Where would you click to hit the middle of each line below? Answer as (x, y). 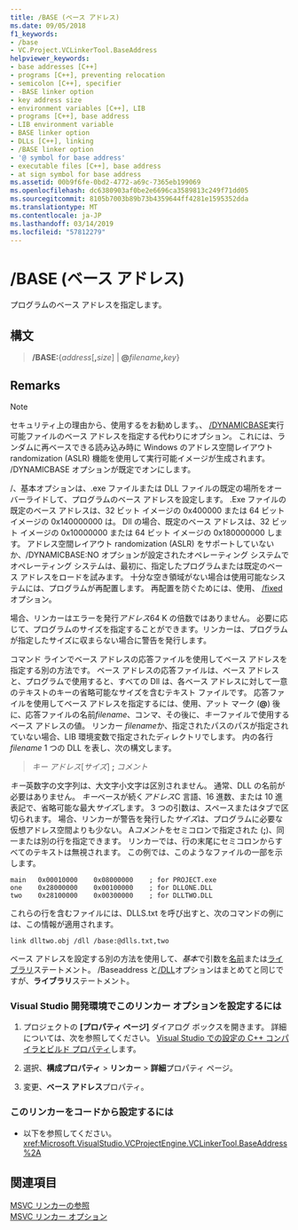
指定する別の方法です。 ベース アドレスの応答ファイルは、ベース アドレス (145, 670)
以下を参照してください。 (69, 1133)
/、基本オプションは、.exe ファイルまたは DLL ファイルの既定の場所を (138, 488)
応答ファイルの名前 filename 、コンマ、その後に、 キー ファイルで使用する (157, 714)
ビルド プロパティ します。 (94, 1049)
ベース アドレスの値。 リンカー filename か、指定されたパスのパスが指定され (149, 725)
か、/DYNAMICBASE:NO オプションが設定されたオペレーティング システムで (149, 555)
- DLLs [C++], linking (52, 141)
